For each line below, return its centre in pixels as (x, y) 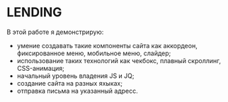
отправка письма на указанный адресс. (78, 91)
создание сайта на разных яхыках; (70, 83)
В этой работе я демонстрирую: (55, 32)
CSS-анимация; (41, 68)
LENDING (34, 12)
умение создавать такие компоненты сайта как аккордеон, (107, 45)
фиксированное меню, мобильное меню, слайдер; (94, 53)
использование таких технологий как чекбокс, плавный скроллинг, (119, 60)
